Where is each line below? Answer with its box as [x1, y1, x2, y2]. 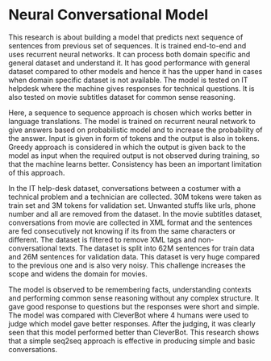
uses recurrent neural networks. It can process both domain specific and [8, 49, 251, 59]
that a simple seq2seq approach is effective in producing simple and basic [8, 336, 256, 346]
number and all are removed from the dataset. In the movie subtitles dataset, [8, 209, 263, 218]
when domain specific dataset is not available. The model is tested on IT [8, 75, 248, 85]
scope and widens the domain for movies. [8, 268, 148, 279]
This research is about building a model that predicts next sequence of [8, 32, 244, 42]
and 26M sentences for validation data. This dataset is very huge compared [8, 251, 261, 261]
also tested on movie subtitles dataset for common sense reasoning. [8, 92, 236, 102]
